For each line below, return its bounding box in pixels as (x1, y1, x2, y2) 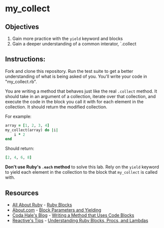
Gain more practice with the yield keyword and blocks (12, 35, 123, 41)
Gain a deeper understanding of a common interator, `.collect (12, 41, 136, 47)
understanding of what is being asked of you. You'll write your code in (5, 73, 147, 79)
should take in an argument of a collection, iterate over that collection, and (5, 93, 156, 99)
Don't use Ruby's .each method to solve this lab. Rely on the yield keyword (5, 164, 159, 170)
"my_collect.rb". (5, 78, 37, 84)
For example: (5, 113, 32, 119)
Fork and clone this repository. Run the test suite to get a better (5, 68, 133, 74)
